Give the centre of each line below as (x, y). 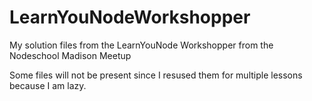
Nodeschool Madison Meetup (70, 55)
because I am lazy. (48, 85)
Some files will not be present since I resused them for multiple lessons (156, 75)
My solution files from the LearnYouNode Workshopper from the (141, 45)
